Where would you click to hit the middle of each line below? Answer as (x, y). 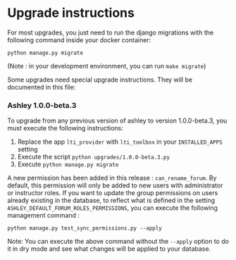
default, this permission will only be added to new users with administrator (115, 185)
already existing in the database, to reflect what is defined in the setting (111, 200)
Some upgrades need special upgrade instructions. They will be (100, 80)
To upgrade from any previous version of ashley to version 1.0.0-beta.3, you (117, 120)
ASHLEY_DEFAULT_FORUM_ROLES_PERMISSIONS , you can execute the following (113, 208)
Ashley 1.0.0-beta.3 (42, 105)
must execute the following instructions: (65, 128)
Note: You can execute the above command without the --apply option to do (118, 242)
